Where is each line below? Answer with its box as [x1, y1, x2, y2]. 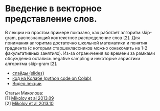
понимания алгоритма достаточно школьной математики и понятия [5, 40, 148, 45]
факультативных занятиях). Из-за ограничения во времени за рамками [5, 50, 155, 56]
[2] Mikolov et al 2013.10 [5, 100, 54, 106]
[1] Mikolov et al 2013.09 [5, 95, 54, 101]
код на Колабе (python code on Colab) [12, 75, 91, 81]
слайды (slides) [12, 70, 45, 76]
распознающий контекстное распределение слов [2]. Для [18, 35, 140, 41]
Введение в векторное [5, 3, 102, 14]
